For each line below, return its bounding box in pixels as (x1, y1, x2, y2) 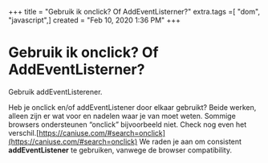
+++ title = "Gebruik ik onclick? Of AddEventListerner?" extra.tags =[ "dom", (8, 7, 261, 16)
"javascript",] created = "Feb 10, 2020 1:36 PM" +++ (8, 15, 181, 25)
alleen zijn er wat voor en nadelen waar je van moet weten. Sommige (8, 111, 237, 120)
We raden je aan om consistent (139, 137, 242, 146)
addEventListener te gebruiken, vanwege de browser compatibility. (8, 145, 233, 155)
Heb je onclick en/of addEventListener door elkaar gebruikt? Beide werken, (8, 102, 257, 112)
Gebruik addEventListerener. (8, 87, 103, 96)
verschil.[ (8, 128, 39, 137)
